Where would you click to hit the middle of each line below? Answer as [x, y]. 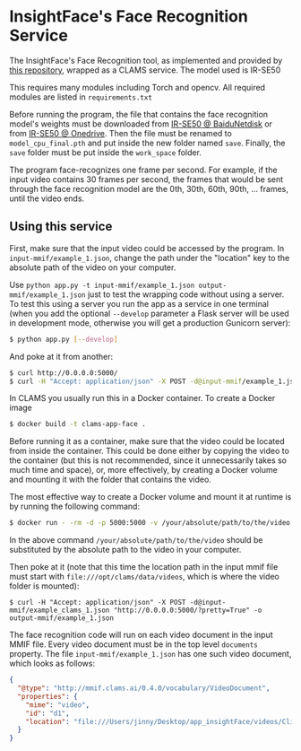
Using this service [61, 227]
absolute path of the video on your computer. [93, 267]
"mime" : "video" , [58, 705]
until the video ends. [47, 198]
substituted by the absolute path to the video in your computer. [125, 550]
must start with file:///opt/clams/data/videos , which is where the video [145, 577]
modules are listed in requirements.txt [81, 97]
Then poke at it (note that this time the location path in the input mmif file [144, 567]
